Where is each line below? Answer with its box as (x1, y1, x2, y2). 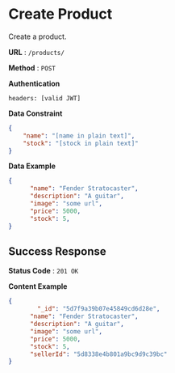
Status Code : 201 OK (8, 266, 79, 276)
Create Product (8, 5, 113, 23)
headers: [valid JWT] (8, 94, 81, 102)
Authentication (8, 78, 60, 88)
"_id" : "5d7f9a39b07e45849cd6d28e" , (37, 305, 160, 313)
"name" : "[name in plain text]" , (23, 131, 135, 140)
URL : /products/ (8, 47, 65, 57)
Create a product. (8, 32, 67, 41)
